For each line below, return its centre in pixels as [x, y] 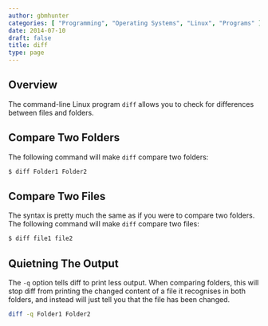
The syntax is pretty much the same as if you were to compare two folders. [132, 215]
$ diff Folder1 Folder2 [48, 171]
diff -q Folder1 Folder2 [49, 314]
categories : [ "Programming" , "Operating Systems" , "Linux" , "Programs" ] [135, 23]
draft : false [30, 38]
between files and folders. [51, 112]
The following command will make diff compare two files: [104, 224]
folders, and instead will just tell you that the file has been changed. [119, 299]
